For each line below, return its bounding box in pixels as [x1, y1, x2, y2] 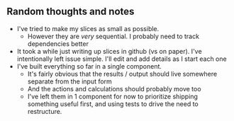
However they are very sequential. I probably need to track [27, 32, 200, 40]
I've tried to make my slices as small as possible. [16, 24, 160, 33]
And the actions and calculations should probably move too [27, 84, 201, 93]
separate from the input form [27, 77, 113, 86]
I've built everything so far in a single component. [16, 62, 162, 70]
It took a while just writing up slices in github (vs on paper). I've [16, 47, 203, 55]
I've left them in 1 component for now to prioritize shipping [27, 92, 198, 100]
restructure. [27, 107, 62, 115]
